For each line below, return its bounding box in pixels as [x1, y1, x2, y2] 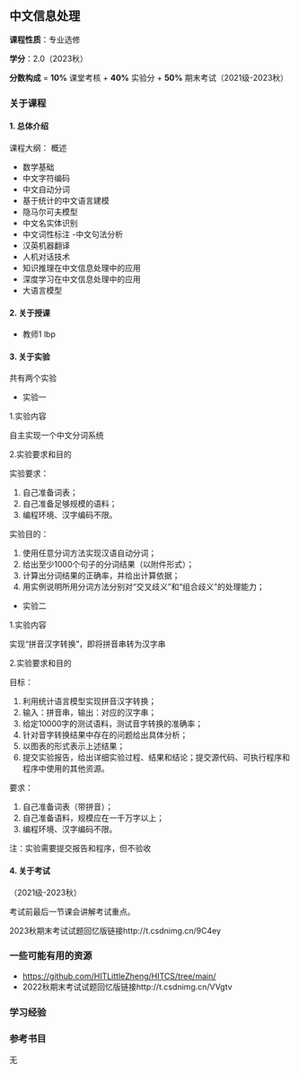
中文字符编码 [22, 172, 70, 183]
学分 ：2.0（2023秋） [9, 53, 88, 64]
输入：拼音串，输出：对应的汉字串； [22, 708, 157, 718]
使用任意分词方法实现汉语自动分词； [22, 548, 157, 558]
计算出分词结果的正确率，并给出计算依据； [22, 570, 180, 581]
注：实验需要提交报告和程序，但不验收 [9, 843, 151, 854]
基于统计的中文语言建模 [22, 195, 110, 206]
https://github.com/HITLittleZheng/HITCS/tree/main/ [22, 971, 216, 981]
